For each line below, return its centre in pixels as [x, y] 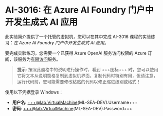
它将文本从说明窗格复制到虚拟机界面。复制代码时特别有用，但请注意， [87, 76]
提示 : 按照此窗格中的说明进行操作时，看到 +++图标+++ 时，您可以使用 [88, 69]
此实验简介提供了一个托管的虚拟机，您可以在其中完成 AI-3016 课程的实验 [78, 37]
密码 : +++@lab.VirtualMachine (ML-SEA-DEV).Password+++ [72, 108]
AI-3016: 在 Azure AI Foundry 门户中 [79, 10]
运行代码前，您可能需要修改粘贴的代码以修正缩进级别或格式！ [79, 81]
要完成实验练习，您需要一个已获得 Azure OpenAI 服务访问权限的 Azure [76, 53]
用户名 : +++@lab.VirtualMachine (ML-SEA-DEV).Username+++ [75, 102]
